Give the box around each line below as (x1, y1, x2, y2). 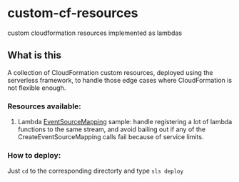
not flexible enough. (7, 84, 66, 92)
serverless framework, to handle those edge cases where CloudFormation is (7, 76, 233, 84)
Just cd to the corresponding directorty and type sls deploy (7, 166, 184, 176)
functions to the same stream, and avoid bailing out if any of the (17, 125, 205, 133)
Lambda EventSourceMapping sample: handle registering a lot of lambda (17, 118, 233, 126)
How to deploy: (7, 150, 61, 160)
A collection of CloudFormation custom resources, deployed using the (7, 68, 213, 76)
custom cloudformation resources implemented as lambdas (7, 29, 183, 37)
